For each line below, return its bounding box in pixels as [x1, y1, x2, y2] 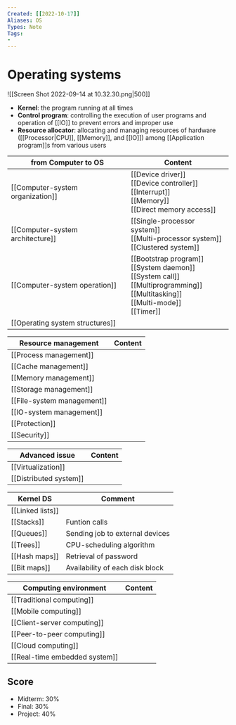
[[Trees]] [11, 540, 41, 550]
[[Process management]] [11, 350, 94, 360]
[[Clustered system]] [131, 243, 200, 252]
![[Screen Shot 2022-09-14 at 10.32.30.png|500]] [7, 90, 150, 98]
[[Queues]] [11, 529, 48, 539]
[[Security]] [11, 430, 50, 440]
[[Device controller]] [131, 179, 199, 188]
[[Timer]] [131, 307, 162, 316]
